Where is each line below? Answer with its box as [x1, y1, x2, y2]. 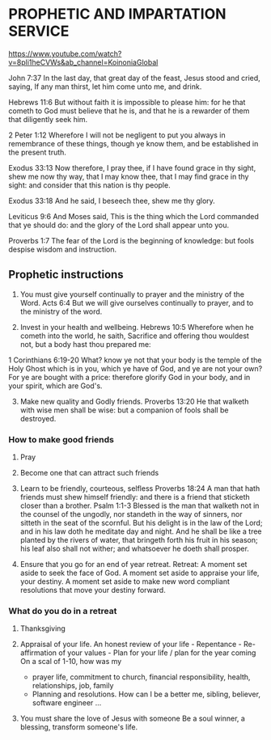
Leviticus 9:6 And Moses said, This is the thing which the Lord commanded [8, 211, 259, 221]
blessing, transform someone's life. [19, 722, 138, 732]
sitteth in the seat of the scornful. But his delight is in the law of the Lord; [19, 518, 263, 528]
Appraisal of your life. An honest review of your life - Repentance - [19, 640, 243, 649]
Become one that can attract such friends [19, 468, 159, 478]
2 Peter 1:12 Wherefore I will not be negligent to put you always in [8, 130, 226, 140]
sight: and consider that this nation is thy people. [8, 180, 171, 190]
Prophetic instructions [8, 268, 124, 281]
